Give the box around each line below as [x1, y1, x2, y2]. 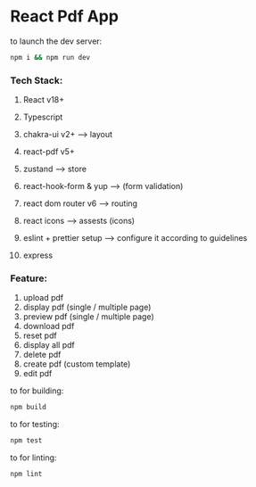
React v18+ [22, 95, 65, 105]
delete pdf [22, 350, 62, 360]
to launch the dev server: [10, 36, 103, 46]
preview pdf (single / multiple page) [22, 311, 154, 322]
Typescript [22, 111, 63, 122]
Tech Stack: [10, 74, 63, 87]
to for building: [10, 385, 64, 396]
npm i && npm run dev [10, 53, 91, 62]
